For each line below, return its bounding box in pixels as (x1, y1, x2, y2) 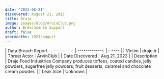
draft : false (5, 30, 32, 35)
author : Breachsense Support (5, 25, 65, 30)
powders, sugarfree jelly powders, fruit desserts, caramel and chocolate (5, 63, 151, 69)
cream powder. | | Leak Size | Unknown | (5, 68, 87, 74)
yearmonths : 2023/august (5, 35, 56, 39)
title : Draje (5, 16, 32, 21)
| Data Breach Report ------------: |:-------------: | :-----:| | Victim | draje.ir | (5, 47, 160, 54)
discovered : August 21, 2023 (5, 12, 65, 17)
